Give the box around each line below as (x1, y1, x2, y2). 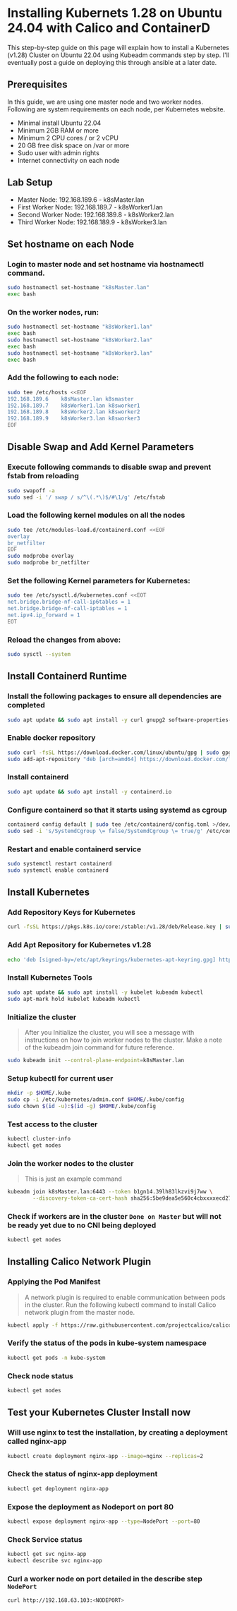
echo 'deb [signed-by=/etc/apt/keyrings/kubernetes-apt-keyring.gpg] (7, 956, 217, 963)
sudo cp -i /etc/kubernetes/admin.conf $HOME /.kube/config (7, 1095, 185, 1103)
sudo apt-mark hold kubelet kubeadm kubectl (7, 995, 140, 1002)
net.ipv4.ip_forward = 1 (7, 612, 80, 619)
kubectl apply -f (7, 1321, 59, 1329)
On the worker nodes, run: (7, 307, 99, 317)
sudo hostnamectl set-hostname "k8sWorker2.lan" (7, 336, 153, 344)
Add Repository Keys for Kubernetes (7, 908, 136, 918)
